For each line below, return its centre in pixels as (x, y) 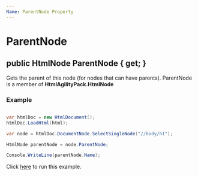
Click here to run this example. (44, 167)
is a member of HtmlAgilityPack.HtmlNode (60, 84)
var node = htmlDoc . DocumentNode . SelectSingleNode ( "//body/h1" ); (89, 133)
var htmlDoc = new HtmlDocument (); (51, 117)
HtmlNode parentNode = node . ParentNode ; (58, 144)
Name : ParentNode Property (40, 12)
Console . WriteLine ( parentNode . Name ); (53, 155)
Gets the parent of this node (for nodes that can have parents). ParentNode (99, 78)
